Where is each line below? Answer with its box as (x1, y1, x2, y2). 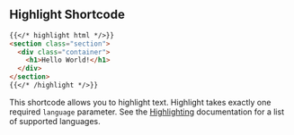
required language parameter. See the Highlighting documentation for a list (9, 106, 285, 117)
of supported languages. (9, 115, 101, 126)
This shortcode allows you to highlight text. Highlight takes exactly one (9, 97, 272, 107)
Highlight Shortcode (9, 7, 126, 22)
